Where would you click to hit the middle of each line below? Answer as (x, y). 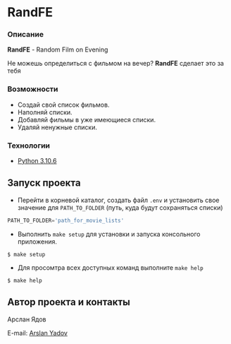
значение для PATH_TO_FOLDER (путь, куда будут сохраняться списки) (120, 207)
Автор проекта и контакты (69, 302)
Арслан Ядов (27, 319)
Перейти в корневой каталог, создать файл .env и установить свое (118, 200)
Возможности (33, 89)
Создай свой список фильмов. (63, 105)
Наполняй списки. (45, 112)
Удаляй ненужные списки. (57, 127)
